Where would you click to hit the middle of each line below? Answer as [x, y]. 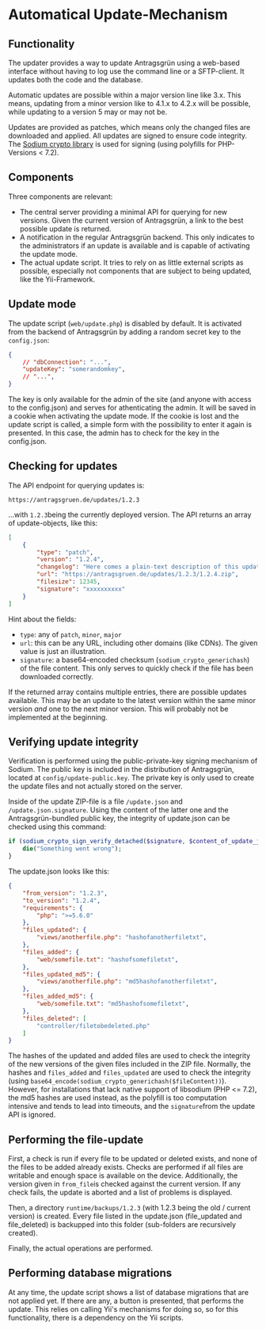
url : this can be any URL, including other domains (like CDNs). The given [139, 643]
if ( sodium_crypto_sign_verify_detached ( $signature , [97, 842]
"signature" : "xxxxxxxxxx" [81, 589]
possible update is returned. [66, 228]
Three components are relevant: [61, 197]
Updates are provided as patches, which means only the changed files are [129, 127]
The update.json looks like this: [59, 871]
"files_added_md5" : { [58, 996]
